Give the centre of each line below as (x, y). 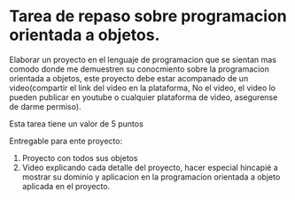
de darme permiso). (45, 106)
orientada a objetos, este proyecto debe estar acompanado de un (129, 78)
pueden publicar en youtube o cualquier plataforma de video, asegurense (144, 97)
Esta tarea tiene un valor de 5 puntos (76, 123)
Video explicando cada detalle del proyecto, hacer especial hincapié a (150, 167)
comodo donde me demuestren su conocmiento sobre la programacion (140, 69)
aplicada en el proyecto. (66, 186)
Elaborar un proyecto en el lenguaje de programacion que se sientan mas (143, 59)
